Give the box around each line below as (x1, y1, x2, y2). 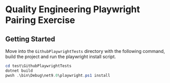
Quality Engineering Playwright (5, 4, 140, 15)
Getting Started (5, 35, 55, 43)
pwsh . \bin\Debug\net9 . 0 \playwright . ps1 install (5, 73, 110, 78)
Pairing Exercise (5, 14, 75, 26)
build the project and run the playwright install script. (5, 53, 116, 60)
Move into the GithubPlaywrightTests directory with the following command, (5, 48, 165, 54)
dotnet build (5, 68, 33, 73)
